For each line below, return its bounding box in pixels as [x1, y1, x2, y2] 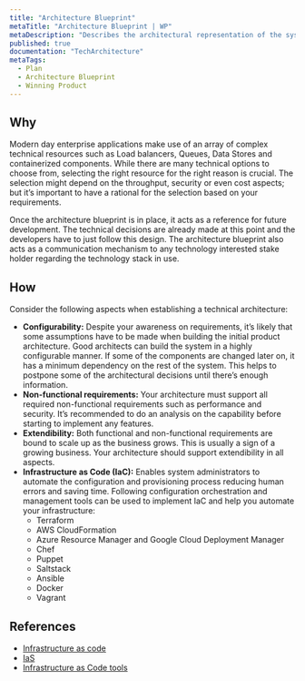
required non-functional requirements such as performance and [22, 399, 262, 410]
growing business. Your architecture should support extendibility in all [22, 447, 284, 458]
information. [22, 380, 68, 391]
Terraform [35, 515, 74, 526]
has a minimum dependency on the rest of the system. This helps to [22, 361, 277, 371]
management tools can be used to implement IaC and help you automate [22, 495, 295, 506]
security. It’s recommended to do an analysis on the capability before [22, 409, 281, 420]
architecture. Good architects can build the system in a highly [22, 340, 252, 351]
